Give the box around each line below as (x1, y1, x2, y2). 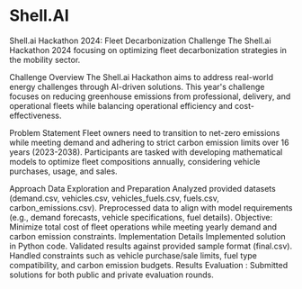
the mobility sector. (9, 54, 81, 65)
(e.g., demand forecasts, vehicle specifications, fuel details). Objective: (9, 212, 272, 222)
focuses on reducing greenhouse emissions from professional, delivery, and (9, 91, 291, 102)
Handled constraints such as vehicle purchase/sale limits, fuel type (9, 249, 258, 261)
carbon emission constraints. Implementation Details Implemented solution (9, 230, 286, 241)
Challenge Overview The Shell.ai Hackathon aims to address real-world (9, 71, 274, 82)
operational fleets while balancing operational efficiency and (9, 100, 234, 111)
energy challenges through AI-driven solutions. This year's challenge (9, 81, 265, 92)
